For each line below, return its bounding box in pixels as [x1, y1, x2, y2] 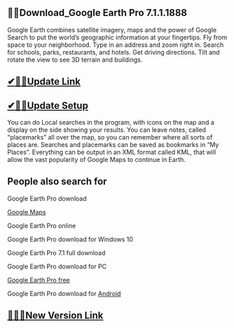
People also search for [7, 176, 107, 188]
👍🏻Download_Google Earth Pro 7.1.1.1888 [7, 7, 188, 19]
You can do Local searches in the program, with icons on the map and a [7, 118, 215, 127]
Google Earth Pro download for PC [7, 262, 107, 271]
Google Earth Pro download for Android [7, 289, 121, 298]
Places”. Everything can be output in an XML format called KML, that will [7, 148, 216, 156]
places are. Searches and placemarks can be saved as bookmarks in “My [7, 141, 219, 149]
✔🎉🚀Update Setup [7, 100, 89, 111]
